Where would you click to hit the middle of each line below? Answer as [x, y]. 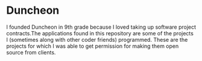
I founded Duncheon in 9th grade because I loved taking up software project [101, 27]
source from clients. [31, 52]
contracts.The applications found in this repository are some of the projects [100, 33]
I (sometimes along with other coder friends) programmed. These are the [97, 39]
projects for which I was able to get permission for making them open [93, 46]
